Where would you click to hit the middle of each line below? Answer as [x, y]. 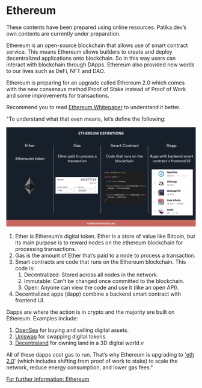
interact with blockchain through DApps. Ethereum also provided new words [100, 65]
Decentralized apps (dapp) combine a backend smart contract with [98, 294]
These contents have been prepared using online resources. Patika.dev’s [96, 27]
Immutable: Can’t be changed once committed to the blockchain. [104, 281]
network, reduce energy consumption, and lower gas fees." [80, 367]
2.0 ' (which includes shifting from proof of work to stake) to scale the [92, 361]
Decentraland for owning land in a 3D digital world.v [79, 343]
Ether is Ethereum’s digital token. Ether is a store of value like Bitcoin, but [105, 237]
